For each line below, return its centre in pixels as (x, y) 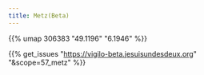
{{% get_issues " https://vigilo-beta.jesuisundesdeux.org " (103, 53)
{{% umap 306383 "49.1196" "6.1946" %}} (78, 38)
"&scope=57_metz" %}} (47, 62)
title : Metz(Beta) (39, 16)
